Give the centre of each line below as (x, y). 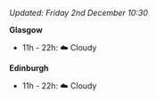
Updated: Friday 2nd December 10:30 (79, 13)
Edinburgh (29, 68)
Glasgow (26, 30)
